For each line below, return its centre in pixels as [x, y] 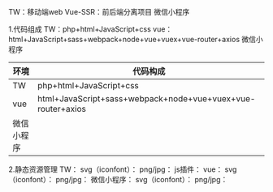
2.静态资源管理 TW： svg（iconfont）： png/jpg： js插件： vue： [116, 169]
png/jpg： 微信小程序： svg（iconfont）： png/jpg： [142, 179]
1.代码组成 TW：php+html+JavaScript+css [80, 29]
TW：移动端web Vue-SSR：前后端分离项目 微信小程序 [99, 12]
